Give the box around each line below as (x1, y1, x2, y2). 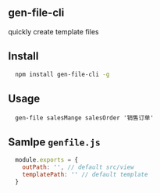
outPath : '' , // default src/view (22, 163, 134, 171)
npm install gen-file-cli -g (15, 70, 110, 78)
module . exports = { (15, 156, 79, 164)
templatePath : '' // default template (22, 170, 148, 178)
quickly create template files (8, 27, 99, 36)
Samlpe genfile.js (8, 135, 101, 148)
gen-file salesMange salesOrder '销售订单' (15, 114, 155, 122)
